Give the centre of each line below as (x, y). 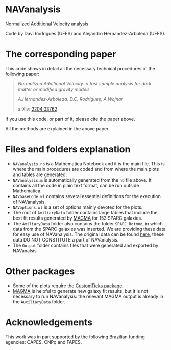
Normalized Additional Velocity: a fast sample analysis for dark (84, 83)
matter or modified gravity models (54, 89)
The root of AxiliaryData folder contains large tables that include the (85, 212)
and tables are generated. (40, 174)
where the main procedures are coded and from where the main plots (86, 169)
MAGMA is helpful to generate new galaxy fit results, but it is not (80, 291)
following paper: (22, 74)
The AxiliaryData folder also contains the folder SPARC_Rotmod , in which (88, 223)
